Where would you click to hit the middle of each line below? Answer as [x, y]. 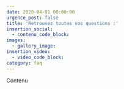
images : [16, 40]
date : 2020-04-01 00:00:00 [41, 12]
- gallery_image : [34, 46]
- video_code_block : [38, 57]
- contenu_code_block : [41, 35]
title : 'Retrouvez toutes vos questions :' [63, 23]
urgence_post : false [33, 18]
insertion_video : [28, 52]
